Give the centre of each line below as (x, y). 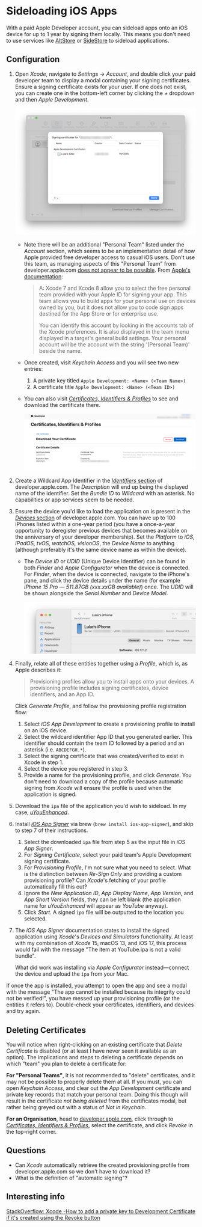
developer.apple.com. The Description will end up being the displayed (101, 487)
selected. (35, 919)
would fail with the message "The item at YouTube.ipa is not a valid (98, 950)
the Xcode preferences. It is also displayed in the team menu (114, 331)
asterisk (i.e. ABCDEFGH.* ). (55, 750)
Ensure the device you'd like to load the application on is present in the (103, 512)
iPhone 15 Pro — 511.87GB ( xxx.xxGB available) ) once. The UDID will (109, 587)
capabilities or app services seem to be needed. (75, 500)
